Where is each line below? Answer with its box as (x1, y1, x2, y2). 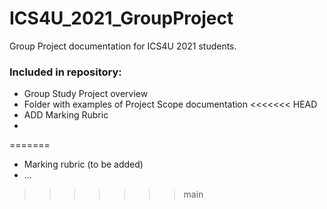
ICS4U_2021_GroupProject (9, 7, 234, 30)
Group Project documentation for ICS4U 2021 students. (9, 40, 237, 52)
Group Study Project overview (23, 88, 149, 100)
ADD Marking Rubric (23, 109, 109, 121)
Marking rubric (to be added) (23, 158, 144, 171)
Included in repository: (9, 65, 122, 79)
